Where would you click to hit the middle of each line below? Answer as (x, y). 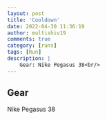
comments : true (29, 39)
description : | (29, 59)
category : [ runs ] (32, 46)
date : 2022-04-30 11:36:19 (46, 26)
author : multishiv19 (37, 33)
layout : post (26, 13)
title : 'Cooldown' (33, 20)
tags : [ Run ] (24, 52)
